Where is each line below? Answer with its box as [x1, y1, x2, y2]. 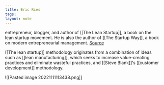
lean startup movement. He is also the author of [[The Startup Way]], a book [5, 35, 159, 41]
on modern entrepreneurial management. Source [5, 40, 104, 46]
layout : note [5, 16, 32, 21]
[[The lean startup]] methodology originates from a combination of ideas [5, 49, 152, 55]
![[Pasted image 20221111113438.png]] [5, 74, 82, 81]
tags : [5, 12, 16, 17]
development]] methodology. [5, 65, 64, 71]
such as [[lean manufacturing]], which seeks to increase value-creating [5, 55, 150, 61]
